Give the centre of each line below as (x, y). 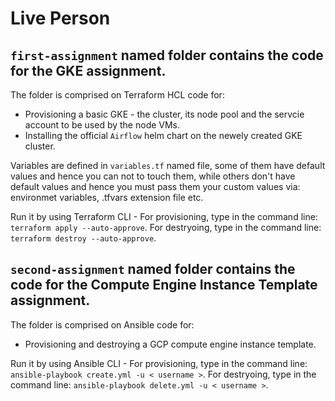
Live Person (60, 18)
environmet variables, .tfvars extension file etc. (107, 197)
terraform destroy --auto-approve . (83, 238)
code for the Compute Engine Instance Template (164, 285)
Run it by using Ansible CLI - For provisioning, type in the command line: (159, 363)
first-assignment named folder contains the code (167, 55)
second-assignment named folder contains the (153, 269)
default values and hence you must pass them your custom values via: (155, 186)
